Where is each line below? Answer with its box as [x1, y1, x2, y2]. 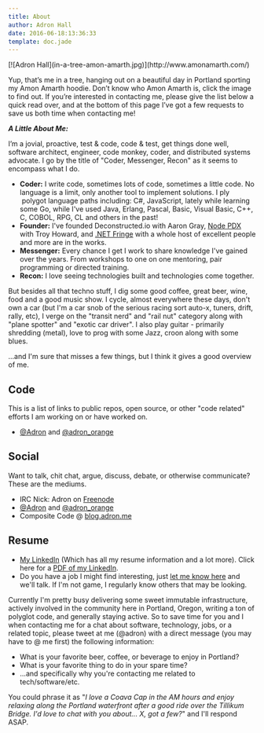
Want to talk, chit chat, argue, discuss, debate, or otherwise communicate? [8, 471, 251, 480]
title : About [8, 13, 51, 20]
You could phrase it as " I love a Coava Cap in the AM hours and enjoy [8, 692, 234, 702]
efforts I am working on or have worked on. [8, 412, 148, 422]
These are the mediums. [8, 479, 87, 489]
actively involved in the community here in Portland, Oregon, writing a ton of [8, 603, 255, 613]
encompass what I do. [8, 164, 80, 174]
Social [8, 450, 39, 464]
